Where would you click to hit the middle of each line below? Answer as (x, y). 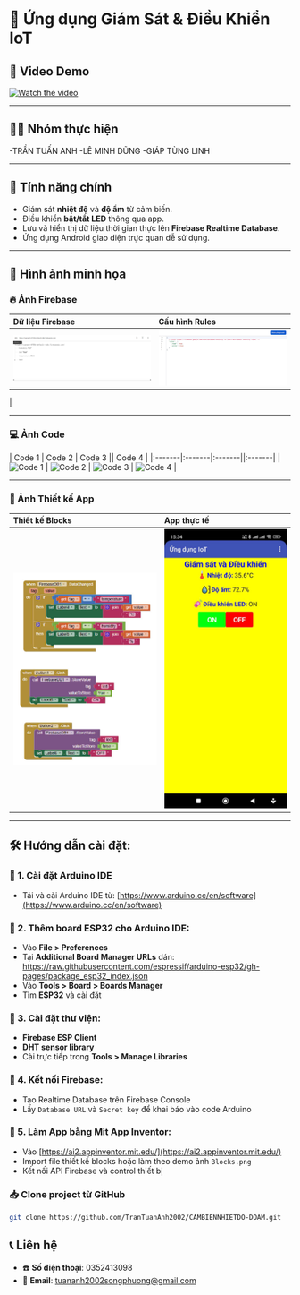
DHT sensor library (58, 1047)
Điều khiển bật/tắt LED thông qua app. (93, 219)
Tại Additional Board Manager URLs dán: (98, 956)
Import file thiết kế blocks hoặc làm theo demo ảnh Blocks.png (137, 1161)
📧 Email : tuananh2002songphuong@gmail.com (109, 1280)
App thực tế (187, 520)
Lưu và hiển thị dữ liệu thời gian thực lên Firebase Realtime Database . (151, 227)
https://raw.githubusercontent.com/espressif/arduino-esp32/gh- (141, 966)
